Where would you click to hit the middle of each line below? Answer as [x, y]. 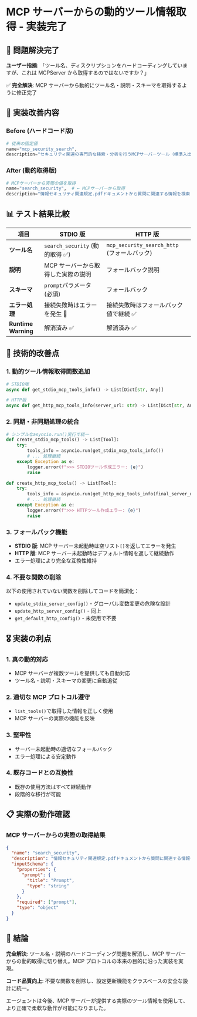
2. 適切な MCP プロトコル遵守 [48, 697]
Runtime [21, 324]
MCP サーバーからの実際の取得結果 [56, 835]
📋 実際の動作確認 [38, 814]
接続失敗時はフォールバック [145, 305]
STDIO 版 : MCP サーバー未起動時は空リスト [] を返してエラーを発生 [95, 546]
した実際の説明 [70, 275]
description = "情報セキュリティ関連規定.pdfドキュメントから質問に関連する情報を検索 [98, 194]
